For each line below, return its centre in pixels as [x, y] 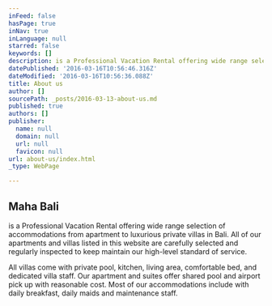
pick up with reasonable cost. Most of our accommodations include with [129, 284]
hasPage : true [32, 23]
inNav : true [28, 31]
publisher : [27, 121]
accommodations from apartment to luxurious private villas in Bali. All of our [135, 234]
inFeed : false [32, 16]
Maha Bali [34, 206]
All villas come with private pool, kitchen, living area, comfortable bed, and [133, 267]
